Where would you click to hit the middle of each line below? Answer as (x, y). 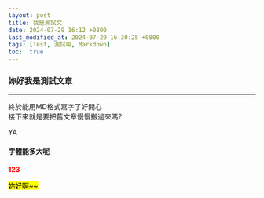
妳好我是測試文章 (40, 81)
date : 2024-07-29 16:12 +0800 (58, 30)
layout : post (29, 15)
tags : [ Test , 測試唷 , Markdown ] (59, 45)
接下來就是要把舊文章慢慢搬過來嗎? (65, 117)
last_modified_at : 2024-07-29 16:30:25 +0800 (84, 37)
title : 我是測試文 (35, 23)
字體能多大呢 (29, 151)
